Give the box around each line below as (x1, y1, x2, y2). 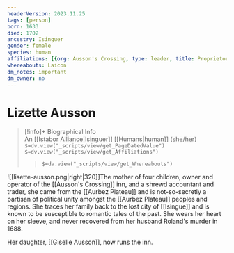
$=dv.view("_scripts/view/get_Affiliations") (24, 149, 159, 156)
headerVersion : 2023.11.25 (7, 10, 86, 17)
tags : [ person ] (7, 17, 52, 24)
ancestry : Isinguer (7, 36, 64, 43)
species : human (7, 49, 52, 56)
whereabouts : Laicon (7, 62, 68, 69)
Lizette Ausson (7, 105, 96, 120)
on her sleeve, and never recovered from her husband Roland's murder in (7, 217, 218, 226)
